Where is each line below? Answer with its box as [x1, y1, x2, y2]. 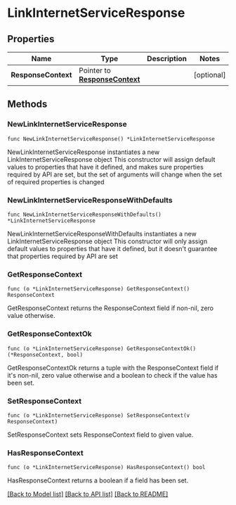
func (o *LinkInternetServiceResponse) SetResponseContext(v [7, 411, 190, 419]
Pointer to [79, 65, 111, 75]
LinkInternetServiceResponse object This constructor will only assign [7, 237, 208, 245]
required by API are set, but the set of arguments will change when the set [7, 170, 223, 179]
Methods [7, 98, 48, 110]
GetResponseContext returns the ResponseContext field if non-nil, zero [7, 304, 214, 312]
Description [147, 54, 188, 63]
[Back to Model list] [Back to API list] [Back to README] [7, 490, 169, 499]
